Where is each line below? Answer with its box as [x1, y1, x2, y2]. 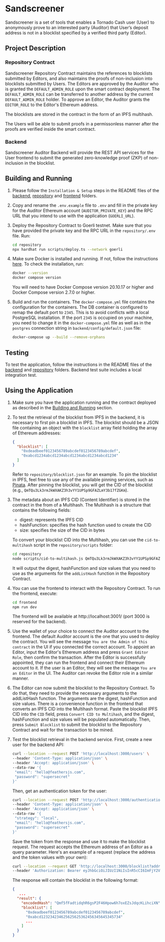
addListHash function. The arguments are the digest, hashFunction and [12, 696, 157, 702]
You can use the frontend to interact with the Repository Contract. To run [12, 585, 161, 591]
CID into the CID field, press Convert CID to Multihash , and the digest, [12, 711, 155, 717]
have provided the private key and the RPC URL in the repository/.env [12, 228, 156, 234]
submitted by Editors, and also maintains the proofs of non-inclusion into [5, 75, 153, 81]
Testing [5, 349, 29, 357]
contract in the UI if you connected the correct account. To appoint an [12, 644, 155, 650]
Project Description [5, 44, 66, 52]
